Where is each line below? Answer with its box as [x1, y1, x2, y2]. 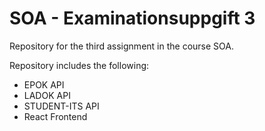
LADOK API [23, 89, 71, 101]
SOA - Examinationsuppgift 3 [9, 7, 256, 30]
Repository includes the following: [9, 59, 150, 71]
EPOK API [23, 78, 65, 91]
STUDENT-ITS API [23, 100, 100, 112]
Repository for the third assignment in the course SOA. [9, 40, 234, 52]
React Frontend [23, 110, 88, 122]
